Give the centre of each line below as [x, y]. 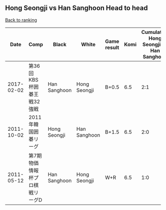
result [112, 47]
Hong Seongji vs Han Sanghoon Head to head [77, 8]
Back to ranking [21, 20]
